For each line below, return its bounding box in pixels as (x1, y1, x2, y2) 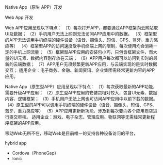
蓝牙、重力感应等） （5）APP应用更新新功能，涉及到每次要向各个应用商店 (5, 108, 153, 114)
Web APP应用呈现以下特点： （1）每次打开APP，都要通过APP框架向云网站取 (5, 25, 159, 31)
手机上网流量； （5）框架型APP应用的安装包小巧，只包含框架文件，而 (13, 49, 153, 55)
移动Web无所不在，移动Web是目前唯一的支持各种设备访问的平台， (5, 131, 138, 136)
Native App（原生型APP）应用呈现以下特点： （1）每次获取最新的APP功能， (5, 84, 158, 89)
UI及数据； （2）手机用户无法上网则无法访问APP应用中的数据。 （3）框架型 (5, 31, 157, 36)
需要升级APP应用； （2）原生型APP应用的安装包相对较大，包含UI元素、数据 (5, 90, 158, 96)
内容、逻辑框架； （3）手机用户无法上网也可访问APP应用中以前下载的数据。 (5, 96, 158, 101)
